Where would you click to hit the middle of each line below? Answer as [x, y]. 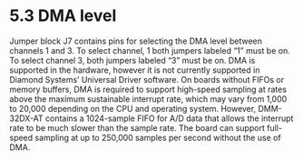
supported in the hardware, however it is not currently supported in [135, 70]
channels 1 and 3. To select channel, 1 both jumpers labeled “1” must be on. [150, 50]
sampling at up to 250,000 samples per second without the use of [158, 137]
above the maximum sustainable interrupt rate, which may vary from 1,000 [148, 99]
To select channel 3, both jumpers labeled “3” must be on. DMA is [132, 60]
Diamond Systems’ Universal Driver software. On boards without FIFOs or [147, 79]
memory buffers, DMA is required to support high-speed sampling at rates [148, 89]
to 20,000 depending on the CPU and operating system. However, [133, 108]
